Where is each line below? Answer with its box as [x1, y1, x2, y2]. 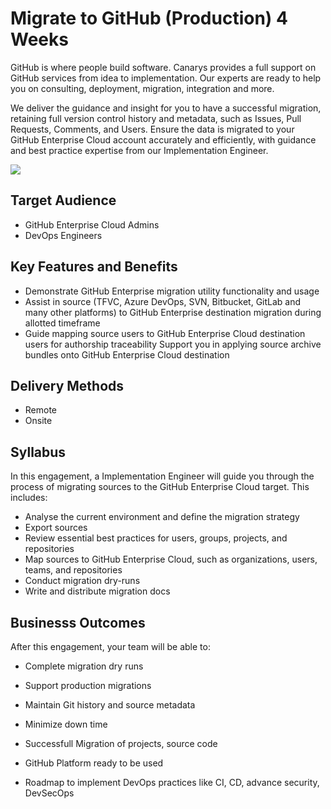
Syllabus [10, 443, 67, 461]
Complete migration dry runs [24, 660, 144, 672]
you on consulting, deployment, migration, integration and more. [10, 82, 275, 94]
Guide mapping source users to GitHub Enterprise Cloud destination [24, 327, 306, 339]
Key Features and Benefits [10, 258, 178, 276]
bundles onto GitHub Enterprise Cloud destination [24, 348, 230, 361]
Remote [24, 404, 58, 416]
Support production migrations [24, 680, 152, 691]
